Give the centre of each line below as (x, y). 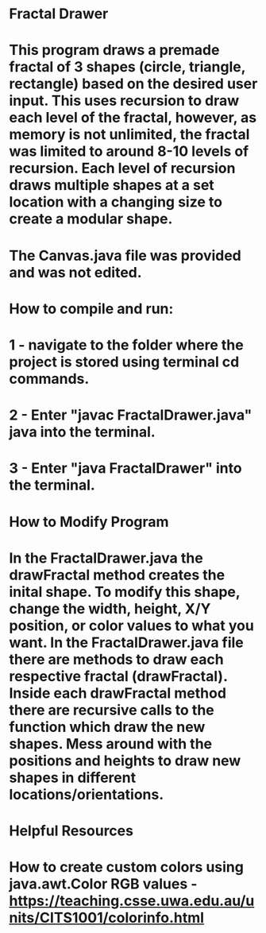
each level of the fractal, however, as (133, 118)
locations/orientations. (87, 794)
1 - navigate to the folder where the (127, 345)
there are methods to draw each (117, 659)
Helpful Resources (71, 830)
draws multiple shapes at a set (112, 186)
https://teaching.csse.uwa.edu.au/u (132, 901)
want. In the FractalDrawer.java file (127, 643)
